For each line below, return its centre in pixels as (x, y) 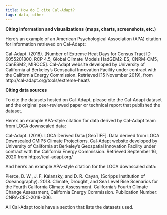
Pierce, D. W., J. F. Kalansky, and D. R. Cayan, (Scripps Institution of (75, 176)
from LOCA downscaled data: (36, 126)
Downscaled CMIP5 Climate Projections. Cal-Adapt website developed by (81, 141)
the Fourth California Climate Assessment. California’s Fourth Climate (77, 187)
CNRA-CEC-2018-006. (29, 197)
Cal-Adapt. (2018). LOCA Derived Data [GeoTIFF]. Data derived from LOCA (82, 135)
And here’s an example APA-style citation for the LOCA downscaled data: (81, 166)
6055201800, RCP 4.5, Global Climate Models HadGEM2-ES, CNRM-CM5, (82, 59)
